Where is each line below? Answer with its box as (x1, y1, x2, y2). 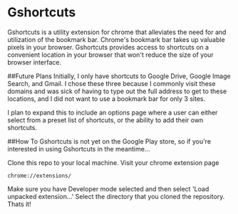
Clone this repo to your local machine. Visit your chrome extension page (7, 158, 219, 167)
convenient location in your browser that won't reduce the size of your (7, 50, 214, 59)
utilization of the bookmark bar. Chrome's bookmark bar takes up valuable (7, 35, 226, 43)
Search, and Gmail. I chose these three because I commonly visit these (7, 79, 216, 87)
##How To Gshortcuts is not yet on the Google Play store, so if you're (7, 137, 212, 146)
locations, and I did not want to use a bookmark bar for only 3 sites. (7, 94, 205, 103)
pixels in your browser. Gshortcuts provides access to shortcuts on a (7, 43, 209, 51)
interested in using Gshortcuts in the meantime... (7, 144, 150, 153)
